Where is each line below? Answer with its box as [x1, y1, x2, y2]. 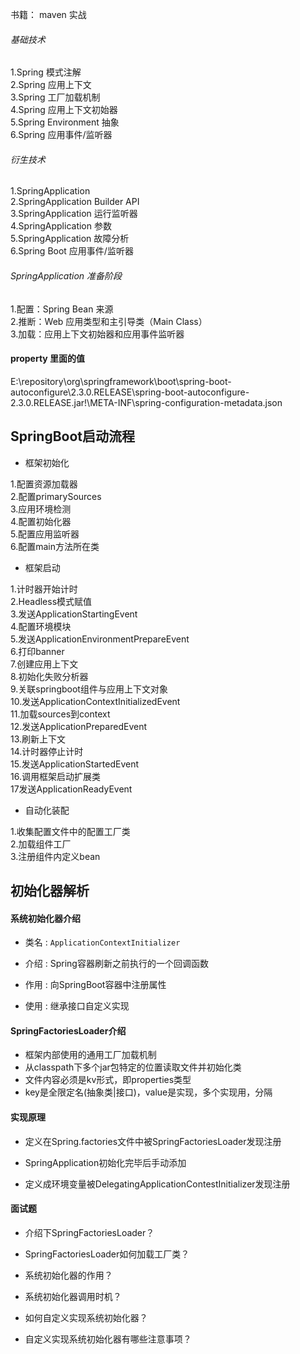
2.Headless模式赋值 [10, 595, 93, 607]
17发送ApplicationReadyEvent [10, 783, 133, 795]
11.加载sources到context [10, 708, 111, 720]
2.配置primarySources [10, 490, 102, 502]
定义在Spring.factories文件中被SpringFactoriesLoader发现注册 [24, 1135, 282, 1147]
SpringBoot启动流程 [10, 428, 136, 445]
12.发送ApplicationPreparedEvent [10, 720, 147, 732]
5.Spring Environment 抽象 [10, 116, 120, 128]
